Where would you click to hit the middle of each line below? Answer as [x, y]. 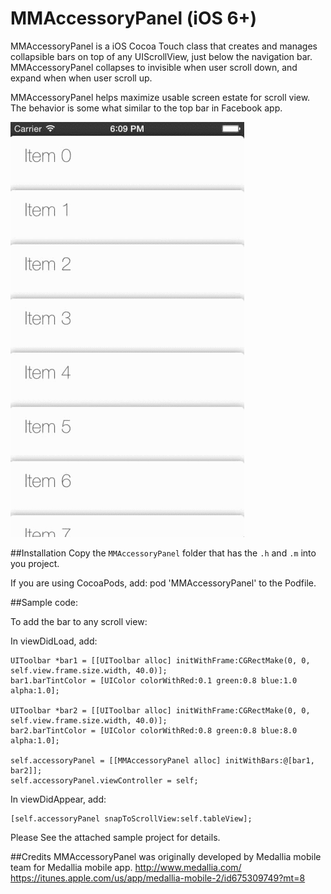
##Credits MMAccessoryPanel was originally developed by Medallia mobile [166, 856]
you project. [35, 563]
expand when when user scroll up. [81, 78]
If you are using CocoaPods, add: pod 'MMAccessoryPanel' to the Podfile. [163, 583]
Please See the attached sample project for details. [115, 837]
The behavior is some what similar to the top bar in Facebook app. [146, 108]
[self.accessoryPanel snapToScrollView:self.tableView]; [131, 818]
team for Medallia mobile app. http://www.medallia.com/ [126, 867]
